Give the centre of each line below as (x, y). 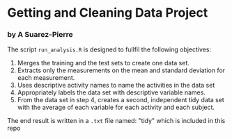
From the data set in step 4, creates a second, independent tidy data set (121, 100)
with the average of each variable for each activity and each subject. (116, 107)
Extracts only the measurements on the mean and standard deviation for (121, 70)
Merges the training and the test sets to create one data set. (103, 63)
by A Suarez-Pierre (40, 35)
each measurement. (46, 78)
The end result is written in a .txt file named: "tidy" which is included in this (116, 121)
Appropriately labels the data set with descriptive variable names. (111, 92)
